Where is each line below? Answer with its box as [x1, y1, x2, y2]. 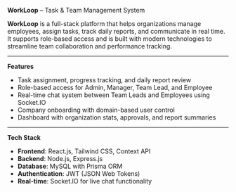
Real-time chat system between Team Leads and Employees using [17, 91, 211, 99]
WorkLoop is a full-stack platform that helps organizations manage [7, 20, 202, 27]
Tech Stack [7, 134, 41, 141]
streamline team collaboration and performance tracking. [7, 42, 172, 50]
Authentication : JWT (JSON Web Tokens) [17, 169, 140, 178]
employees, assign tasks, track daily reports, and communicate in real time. [7, 27, 226, 35]
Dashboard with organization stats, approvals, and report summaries [17, 113, 216, 122]
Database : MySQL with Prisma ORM [17, 162, 123, 170]
